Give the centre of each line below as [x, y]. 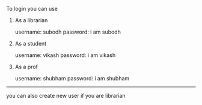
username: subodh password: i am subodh [68, 32]
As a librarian [31, 20]
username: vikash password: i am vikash [65, 55]
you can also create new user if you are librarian [66, 96]
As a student [31, 43]
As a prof [26, 67]
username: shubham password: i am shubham [72, 78]
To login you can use [32, 9]
